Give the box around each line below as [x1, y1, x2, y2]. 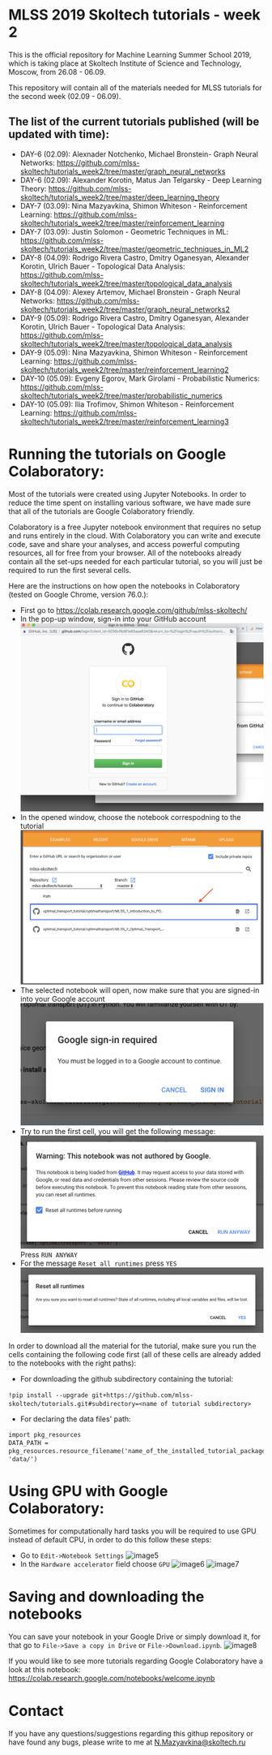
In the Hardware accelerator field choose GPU [19, 1559, 170, 1569]
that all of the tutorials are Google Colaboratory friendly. [8, 506, 195, 516]
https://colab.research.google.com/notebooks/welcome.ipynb [8, 1674, 215, 1684]
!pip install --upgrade [8, 1391, 89, 1399]
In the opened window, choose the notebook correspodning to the [19, 813, 241, 822]
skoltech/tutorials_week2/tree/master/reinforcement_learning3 [19, 416, 229, 426]
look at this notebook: [8, 1665, 81, 1675]
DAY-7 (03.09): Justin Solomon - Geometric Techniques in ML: [19, 226, 229, 236]
